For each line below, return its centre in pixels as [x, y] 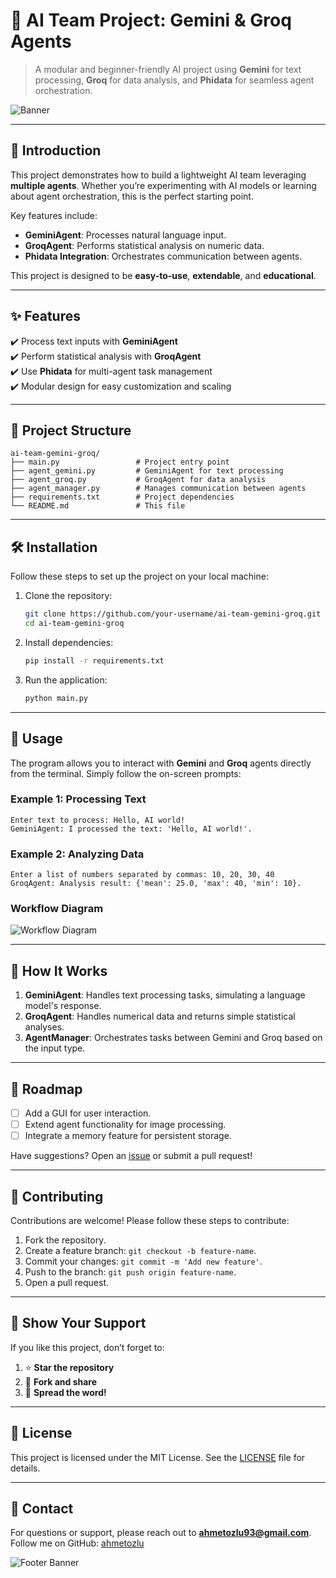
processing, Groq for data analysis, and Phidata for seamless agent [174, 80]
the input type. [55, 1048]
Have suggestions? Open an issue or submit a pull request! [131, 1156]
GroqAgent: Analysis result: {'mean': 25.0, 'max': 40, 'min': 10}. [156, 884]
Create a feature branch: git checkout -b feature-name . [140, 1251]
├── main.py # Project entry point [120, 462]
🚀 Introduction [56, 150]
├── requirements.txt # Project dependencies [122, 497]
